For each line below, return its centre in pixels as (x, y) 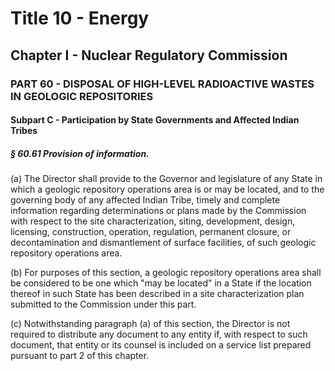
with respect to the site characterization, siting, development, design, (153, 221)
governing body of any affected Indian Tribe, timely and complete (145, 200)
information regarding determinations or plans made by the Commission (158, 211)
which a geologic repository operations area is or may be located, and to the (167, 189)
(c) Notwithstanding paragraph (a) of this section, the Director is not (150, 324)
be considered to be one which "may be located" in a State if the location (161, 283)
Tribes (24, 131)
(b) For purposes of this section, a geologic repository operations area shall (166, 273)
